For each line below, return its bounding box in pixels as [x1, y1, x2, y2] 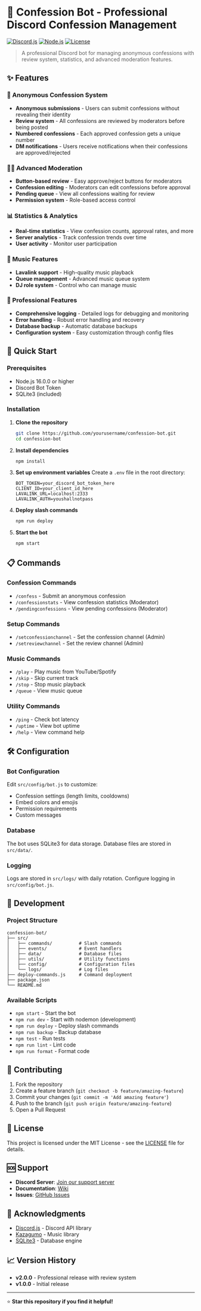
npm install [15, 458, 45, 464]
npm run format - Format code [15, 1048, 90, 1055]
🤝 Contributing [7, 1065, 63, 1075]
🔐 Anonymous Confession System [7, 91, 108, 99]
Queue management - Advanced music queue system [15, 275, 150, 282]
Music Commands [7, 655, 61, 663]
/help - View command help [15, 728, 85, 735]
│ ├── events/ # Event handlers [7, 946, 122, 952]
